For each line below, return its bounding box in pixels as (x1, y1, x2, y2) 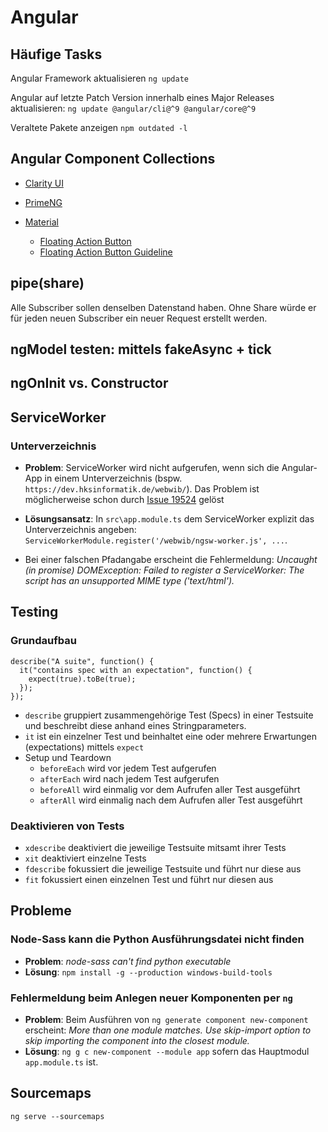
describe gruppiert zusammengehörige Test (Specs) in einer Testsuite (24, 709, 314, 721)
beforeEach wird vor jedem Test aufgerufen (39, 762, 217, 774)
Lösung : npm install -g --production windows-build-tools (24, 966, 273, 978)
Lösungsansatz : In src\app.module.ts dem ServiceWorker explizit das (24, 513, 315, 525)
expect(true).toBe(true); (28, 674, 137, 684)
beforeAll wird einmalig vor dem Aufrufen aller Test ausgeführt (39, 783, 301, 795)
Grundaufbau (10, 634, 77, 648)
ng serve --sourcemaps (10, 1111, 105, 1121)
